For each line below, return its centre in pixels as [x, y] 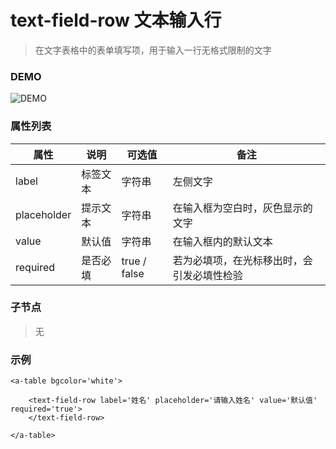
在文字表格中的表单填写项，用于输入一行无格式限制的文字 [153, 50]
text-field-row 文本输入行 [116, 20]
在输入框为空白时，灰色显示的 [242, 208]
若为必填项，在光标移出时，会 [242, 260]
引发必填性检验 [207, 275]
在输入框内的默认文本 [222, 241]
